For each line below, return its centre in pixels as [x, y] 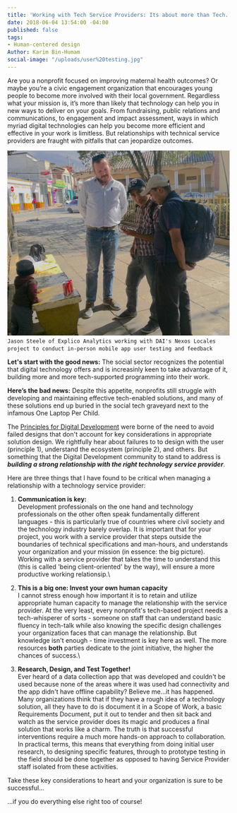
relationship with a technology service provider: [77, 485]
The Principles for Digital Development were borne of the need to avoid [111, 427]
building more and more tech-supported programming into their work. [109, 376]
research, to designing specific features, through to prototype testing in [121, 752]
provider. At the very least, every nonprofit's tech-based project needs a [123, 610]
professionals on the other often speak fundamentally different [108, 514]
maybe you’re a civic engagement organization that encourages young [110, 88]
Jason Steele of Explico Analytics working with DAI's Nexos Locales [112, 341]
